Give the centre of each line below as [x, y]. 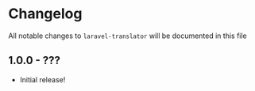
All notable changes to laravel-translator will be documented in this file [128, 36]
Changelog [45, 14]
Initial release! [42, 79]
